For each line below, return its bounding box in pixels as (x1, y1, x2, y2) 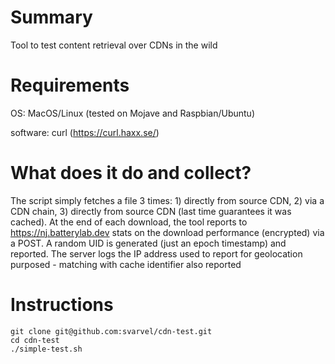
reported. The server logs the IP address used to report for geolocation (10, 247, 303, 260)
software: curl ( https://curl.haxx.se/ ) (10, 126, 160, 138)
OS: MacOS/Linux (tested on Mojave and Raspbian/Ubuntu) (10, 107, 255, 119)
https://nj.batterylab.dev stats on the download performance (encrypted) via (10, 226, 325, 238)
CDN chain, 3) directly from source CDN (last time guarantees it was (10, 205, 292, 217)
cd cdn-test (10, 335, 60, 345)
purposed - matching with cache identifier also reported (10, 258, 242, 270)
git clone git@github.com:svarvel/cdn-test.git (10, 326, 213, 336)
